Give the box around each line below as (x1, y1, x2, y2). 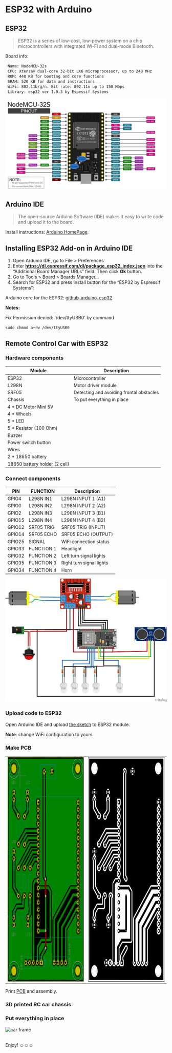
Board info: (5, 53, 29, 59)
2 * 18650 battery (7, 453, 47, 460)
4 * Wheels (7, 411, 32, 417)
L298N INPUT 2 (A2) (61, 503, 106, 509)
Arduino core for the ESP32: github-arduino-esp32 (5, 295, 113, 301)
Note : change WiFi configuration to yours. (5, 731, 94, 737)
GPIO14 (7, 531, 25, 538)
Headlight (61, 545, 82, 551)
